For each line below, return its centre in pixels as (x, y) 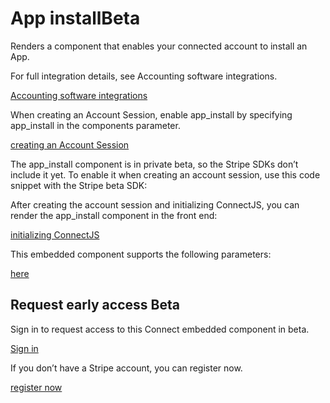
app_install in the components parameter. (95, 125)
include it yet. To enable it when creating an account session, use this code (165, 174)
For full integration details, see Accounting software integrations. (144, 76)
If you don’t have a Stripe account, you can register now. (126, 368)
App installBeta (75, 18)
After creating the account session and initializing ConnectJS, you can (155, 204)
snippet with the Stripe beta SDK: (79, 185)
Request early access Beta (95, 305)
